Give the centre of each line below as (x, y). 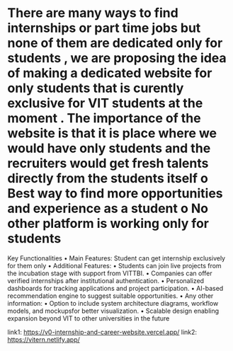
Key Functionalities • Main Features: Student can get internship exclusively (116, 258)
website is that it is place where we (112, 133)
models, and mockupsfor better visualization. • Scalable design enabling (113, 311)
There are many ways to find (93, 13)
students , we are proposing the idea (117, 58)
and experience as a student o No (108, 208)
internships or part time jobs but (104, 28)
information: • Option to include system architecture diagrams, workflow (113, 303)
